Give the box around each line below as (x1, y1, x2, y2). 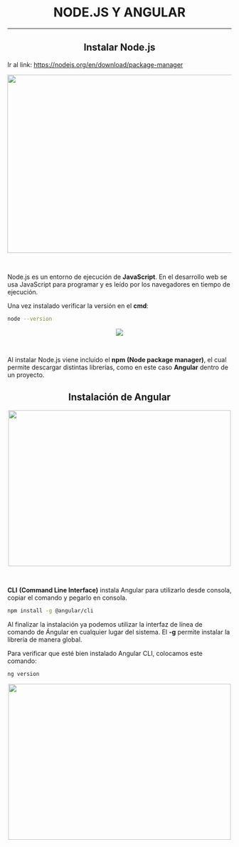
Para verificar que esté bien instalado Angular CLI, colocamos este (7, 650, 203, 658)
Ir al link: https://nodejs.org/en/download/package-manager (7, 60, 184, 68)
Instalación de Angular (68, 391, 171, 404)
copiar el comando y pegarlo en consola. (7, 593, 127, 602)
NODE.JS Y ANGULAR (53, 4, 186, 21)
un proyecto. (7, 370, 45, 379)
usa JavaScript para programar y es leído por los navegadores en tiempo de (7, 279, 230, 289)
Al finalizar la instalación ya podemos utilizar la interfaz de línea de (7, 620, 203, 629)
